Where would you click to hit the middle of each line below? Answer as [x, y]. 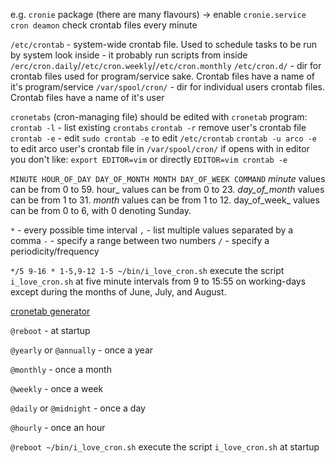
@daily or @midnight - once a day [78, 408]
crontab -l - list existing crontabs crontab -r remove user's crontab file [158, 127]
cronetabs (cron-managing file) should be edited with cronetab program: [159, 117]
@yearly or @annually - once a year [82, 350]
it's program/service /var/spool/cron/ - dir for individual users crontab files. [167, 87]
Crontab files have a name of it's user [87, 97]
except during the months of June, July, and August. [118, 292]
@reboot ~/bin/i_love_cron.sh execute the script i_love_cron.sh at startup [165, 447]
